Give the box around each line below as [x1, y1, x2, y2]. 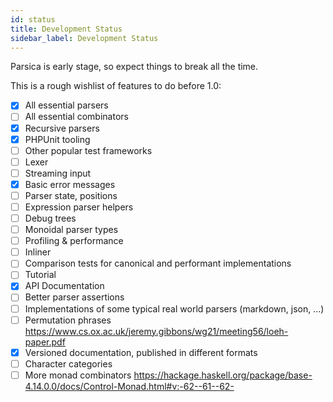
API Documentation [24, 280, 105, 292]
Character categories [24, 357, 113, 370]
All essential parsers [24, 99, 109, 111]
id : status [10, 14, 56, 25]
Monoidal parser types [24, 224, 119, 236]
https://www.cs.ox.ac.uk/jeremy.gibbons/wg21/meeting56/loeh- [24, 325, 289, 337]
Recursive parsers [24, 122, 100, 134]
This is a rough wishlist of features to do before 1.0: [10, 80, 222, 92]
